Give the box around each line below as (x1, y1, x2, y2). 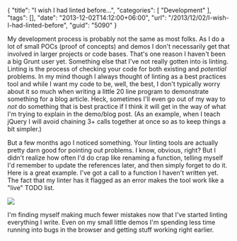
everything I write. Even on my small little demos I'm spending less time (7, 218, 216, 226)
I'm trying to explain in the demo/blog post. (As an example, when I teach (7, 110, 221, 118)
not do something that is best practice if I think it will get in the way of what (7, 102, 226, 110)
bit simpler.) (7, 125, 42, 133)
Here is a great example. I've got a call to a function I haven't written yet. (7, 169, 219, 177)
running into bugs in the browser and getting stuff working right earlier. (7, 225, 214, 234)
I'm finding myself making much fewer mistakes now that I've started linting (7, 211, 228, 218)
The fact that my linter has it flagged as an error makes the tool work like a (7, 176, 224, 184)
